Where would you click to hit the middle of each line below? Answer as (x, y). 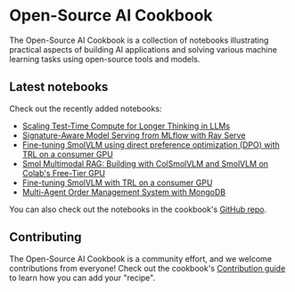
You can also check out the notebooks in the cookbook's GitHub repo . (138, 209)
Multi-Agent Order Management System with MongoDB (123, 191)
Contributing (45, 237)
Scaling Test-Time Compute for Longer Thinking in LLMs (126, 126)
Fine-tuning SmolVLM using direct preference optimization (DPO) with (151, 144)
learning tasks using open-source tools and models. (105, 59)
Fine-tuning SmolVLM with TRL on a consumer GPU (117, 182)
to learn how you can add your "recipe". (82, 278)
